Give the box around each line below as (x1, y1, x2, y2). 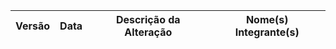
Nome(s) (245, 13, 289, 26)
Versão (15, 19, 51, 33)
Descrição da (115, 13, 181, 26)
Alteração (124, 25, 173, 39)
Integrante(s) (234, 25, 300, 39)
